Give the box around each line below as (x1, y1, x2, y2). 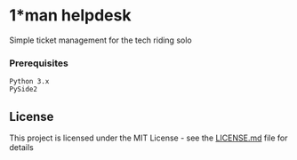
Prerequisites (9, 57, 68, 69)
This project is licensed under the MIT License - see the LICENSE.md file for (9, 132, 288, 143)
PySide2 (9, 85, 38, 94)
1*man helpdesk (9, 5, 132, 26)
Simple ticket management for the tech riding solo (9, 35, 193, 45)
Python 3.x (9, 77, 50, 86)
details (9, 142, 34, 153)
